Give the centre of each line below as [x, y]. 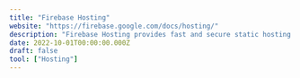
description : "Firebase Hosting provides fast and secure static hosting [150, 34]
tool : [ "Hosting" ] [44, 59]
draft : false [34, 51]
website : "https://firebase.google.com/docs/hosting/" [114, 26]
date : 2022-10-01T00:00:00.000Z [70, 43]
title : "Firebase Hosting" [60, 17]
